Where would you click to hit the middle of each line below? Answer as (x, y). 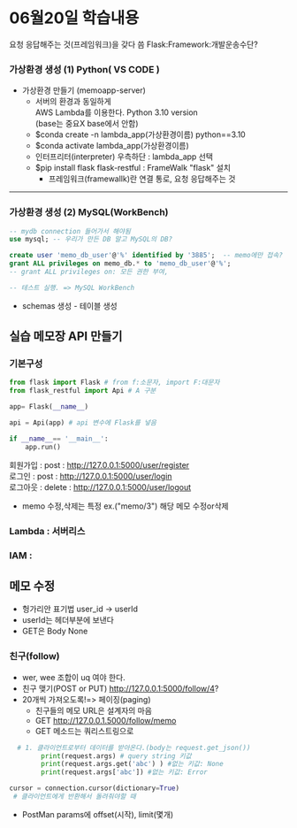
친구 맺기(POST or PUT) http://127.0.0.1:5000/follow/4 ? (120, 688)
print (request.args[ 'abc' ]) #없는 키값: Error (124, 772)
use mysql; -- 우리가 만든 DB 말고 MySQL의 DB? (91, 240)
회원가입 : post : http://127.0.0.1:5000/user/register (99, 464)
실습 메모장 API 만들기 (66, 337)
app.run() (43, 447)
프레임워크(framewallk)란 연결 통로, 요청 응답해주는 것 (142, 179)
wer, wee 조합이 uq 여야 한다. (73, 677)
